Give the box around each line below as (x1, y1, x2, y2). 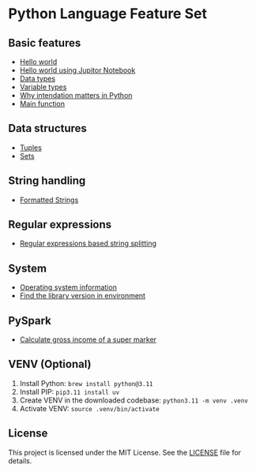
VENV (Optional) (8, 358, 92, 371)
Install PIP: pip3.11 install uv (19, 387, 120, 396)
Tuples (19, 143, 42, 152)
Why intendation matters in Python (19, 91, 133, 99)
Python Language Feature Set (8, 5, 208, 23)
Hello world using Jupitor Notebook (19, 66, 136, 75)
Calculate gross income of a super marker (19, 335, 156, 344)
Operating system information (19, 283, 117, 292)
